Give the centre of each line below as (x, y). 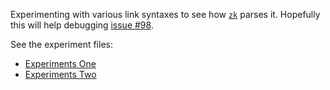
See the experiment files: (61, 44)
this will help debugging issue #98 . (82, 25)
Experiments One (60, 63)
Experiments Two (60, 74)
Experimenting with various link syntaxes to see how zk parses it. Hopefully (165, 14)
